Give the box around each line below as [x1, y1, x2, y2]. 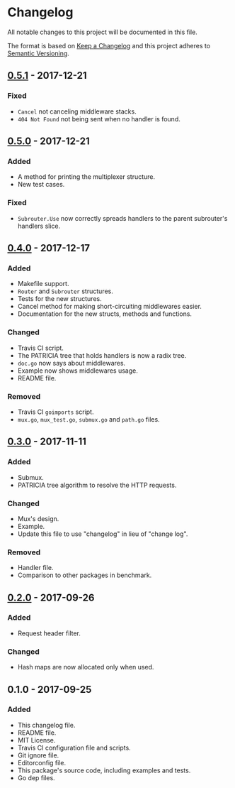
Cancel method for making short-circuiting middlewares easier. [17, 302, 202, 311]
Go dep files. [17, 773, 55, 782]
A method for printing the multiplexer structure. [17, 173, 156, 181]
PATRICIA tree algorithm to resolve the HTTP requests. [17, 481, 177, 489]
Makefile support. [17, 280, 69, 288]
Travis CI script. [17, 344, 64, 352]
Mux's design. [17, 514, 59, 522]
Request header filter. [17, 629, 81, 637]
